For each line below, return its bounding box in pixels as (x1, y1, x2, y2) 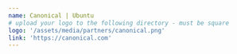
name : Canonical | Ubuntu (8, 11, 94, 20)
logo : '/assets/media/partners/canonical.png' (8, 26, 165, 34)
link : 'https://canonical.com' (8, 33, 112, 42)
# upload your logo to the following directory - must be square (8, 19, 229, 27)
